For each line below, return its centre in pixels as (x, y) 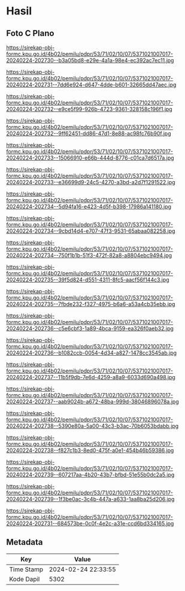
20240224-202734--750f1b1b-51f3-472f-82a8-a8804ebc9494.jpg (89, 255)
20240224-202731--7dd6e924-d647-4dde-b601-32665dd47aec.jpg (91, 85)
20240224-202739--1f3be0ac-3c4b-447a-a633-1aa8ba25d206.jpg (90, 499)
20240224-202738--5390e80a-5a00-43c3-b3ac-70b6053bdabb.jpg (92, 426)
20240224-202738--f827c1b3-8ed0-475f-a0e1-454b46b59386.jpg (90, 450)
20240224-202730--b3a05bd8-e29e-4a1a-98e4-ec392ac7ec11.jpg (90, 60)
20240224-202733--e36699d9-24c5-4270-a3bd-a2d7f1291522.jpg (91, 182)
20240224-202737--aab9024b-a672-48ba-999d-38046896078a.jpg (93, 401)
